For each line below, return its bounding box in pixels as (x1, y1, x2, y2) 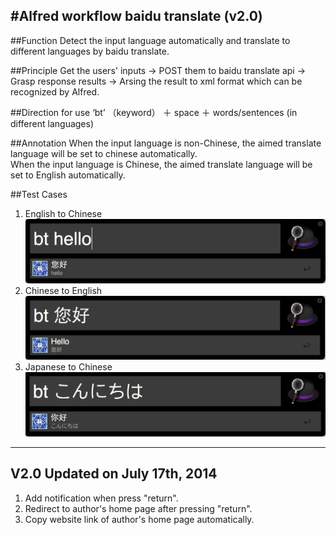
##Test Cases (10, 188, 68, 200)
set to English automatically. (10, 169, 126, 181)
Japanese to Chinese (24, 361, 113, 373)
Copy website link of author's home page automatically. (24, 513, 255, 525)
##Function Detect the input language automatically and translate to (10, 34, 291, 46)
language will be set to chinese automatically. (10, 147, 198, 159)
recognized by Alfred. (10, 85, 100, 98)
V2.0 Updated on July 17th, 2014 (10, 465, 218, 483)
